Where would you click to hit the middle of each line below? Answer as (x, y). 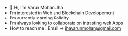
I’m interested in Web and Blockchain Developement (62, 13)
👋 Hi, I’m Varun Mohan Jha (36, 8)
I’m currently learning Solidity (39, 18)
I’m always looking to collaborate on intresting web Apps (66, 23)
